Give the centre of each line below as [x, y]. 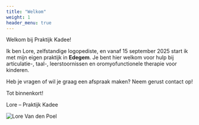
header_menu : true [29, 23]
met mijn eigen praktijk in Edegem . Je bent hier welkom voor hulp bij [90, 58]
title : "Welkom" [26, 12]
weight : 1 [18, 17]
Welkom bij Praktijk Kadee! [39, 40]
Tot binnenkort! [25, 93]
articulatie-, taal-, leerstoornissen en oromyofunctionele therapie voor [91, 64]
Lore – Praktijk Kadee [32, 105]
